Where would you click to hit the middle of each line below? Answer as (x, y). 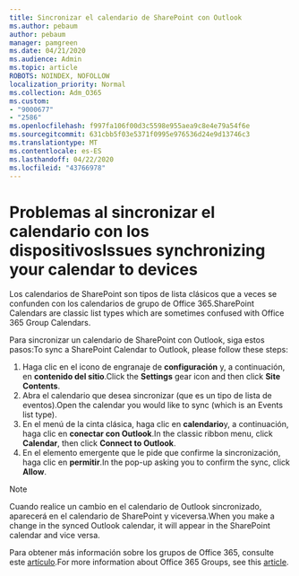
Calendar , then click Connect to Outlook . (99, 443)
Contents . (41, 386)
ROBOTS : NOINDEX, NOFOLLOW (60, 76)
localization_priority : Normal (68, 84)
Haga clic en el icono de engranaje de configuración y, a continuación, (154, 367)
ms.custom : (30, 101)
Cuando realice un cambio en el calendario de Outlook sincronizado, (136, 507)
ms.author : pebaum (43, 26)
